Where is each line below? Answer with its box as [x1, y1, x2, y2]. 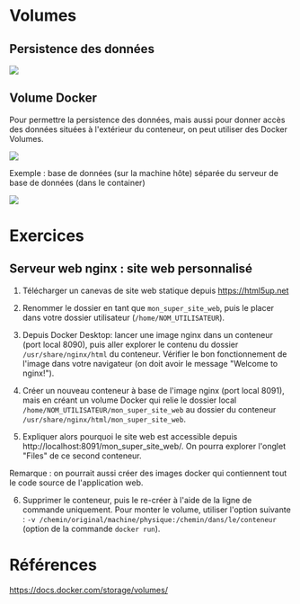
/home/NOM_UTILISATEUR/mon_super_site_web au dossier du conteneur [22, 404, 277, 414]
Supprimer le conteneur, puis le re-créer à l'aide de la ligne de [22, 494, 252, 505]
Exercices [9, 226, 84, 245]
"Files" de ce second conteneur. [22, 450, 142, 461]
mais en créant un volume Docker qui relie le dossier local [22, 395, 237, 405]
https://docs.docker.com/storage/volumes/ [9, 584, 169, 595]
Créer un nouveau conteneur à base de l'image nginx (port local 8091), [22, 385, 285, 395]
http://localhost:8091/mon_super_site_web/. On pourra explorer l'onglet [22, 440, 286, 451]
